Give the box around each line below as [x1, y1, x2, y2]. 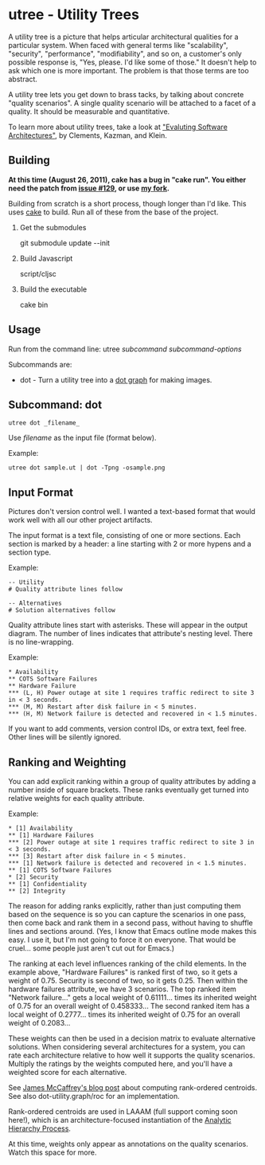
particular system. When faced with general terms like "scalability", [8, 40, 228, 49]
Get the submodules [19, 222, 87, 232]
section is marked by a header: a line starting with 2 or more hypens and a [8, 539, 252, 549]
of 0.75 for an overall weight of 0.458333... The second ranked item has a [8, 1002, 250, 1010]
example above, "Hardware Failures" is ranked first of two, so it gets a [8, 967, 238, 977]
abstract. [8, 74, 38, 84]
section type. [8, 547, 52, 557]
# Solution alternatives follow [8, 606, 115, 614]
